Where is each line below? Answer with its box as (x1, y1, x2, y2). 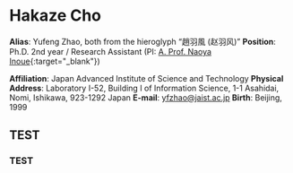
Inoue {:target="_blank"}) (9, 56, 100, 66)
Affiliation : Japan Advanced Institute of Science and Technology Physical (9, 73, 284, 83)
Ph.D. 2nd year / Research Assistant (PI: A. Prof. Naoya (9, 46, 212, 56)
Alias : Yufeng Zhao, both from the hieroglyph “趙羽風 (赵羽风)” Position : (9, 36, 276, 47)
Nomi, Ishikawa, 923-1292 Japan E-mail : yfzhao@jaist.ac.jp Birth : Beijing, (9, 91, 282, 103)
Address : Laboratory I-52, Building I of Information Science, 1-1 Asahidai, (9, 82, 280, 93)
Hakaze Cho (9, 5, 101, 26)
